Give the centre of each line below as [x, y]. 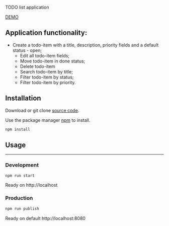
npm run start [20, 176]
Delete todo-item [37, 66]
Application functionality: [46, 33]
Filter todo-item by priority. [48, 82]
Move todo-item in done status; [53, 61]
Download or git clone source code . [42, 110]
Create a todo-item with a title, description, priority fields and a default [86, 45]
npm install [18, 129]
